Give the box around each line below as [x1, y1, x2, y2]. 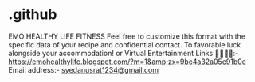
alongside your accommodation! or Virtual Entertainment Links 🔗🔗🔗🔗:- [8, 48, 239, 58]
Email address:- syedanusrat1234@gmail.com [8, 65, 159, 74]
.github [8, 6, 57, 24]
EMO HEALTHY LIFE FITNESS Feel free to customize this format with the [8, 32, 245, 41]
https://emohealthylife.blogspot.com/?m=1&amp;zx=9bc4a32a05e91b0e [8, 57, 247, 66]
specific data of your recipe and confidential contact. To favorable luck [8, 39, 241, 49]
